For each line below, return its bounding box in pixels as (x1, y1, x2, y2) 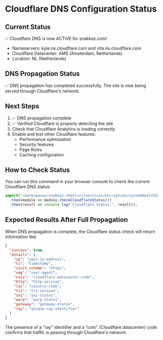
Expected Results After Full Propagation (5, 216, 128, 224)
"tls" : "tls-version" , (14, 288, 60, 293)
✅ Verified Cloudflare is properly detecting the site (12, 120, 113, 126)
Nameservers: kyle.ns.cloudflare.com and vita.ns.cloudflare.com (12, 45, 142, 51)
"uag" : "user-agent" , (14, 271, 57, 275)
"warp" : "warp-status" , (14, 297, 62, 302)
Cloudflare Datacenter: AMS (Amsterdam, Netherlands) (12, 51, 123, 56)
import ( (5, 193, 21, 198)
